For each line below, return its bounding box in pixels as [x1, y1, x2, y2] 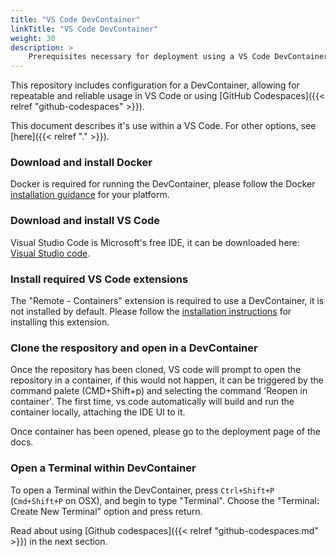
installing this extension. [10, 316, 110, 328]
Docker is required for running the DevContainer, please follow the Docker [10, 178, 316, 190]
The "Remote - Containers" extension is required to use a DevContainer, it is [10, 295, 325, 307]
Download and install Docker [10, 156, 153, 170]
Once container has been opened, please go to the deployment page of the [10, 426, 321, 438]
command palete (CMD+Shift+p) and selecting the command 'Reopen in [10, 385, 308, 397]
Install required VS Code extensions [10, 272, 189, 286]
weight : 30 [10, 33, 56, 43]
